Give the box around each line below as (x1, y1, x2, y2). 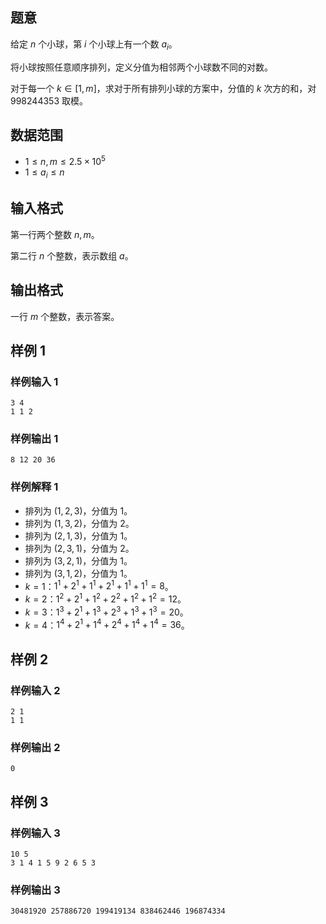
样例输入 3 (10, 826, 61, 840)
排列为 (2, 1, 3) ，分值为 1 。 (24, 529, 133, 542)
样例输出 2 (10, 741, 61, 755)
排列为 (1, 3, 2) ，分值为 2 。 (24, 517, 135, 529)
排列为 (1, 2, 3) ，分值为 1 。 (24, 504, 133, 517)
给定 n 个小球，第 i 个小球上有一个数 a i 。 (10, 38, 178, 52)
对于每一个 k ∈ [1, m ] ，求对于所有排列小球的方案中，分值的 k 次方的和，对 (10, 82, 317, 94)
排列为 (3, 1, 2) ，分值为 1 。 (24, 567, 133, 579)
